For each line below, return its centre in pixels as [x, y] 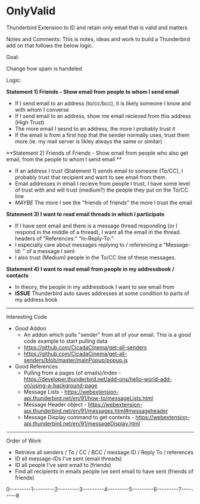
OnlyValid [31, 11]
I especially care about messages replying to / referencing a [88, 245]
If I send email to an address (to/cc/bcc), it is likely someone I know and [103, 103]
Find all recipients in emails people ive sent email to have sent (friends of [104, 471]
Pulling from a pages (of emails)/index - [72, 373]
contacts [17, 275]
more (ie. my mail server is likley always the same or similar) [88, 141]
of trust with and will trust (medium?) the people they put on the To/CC [101, 190]
